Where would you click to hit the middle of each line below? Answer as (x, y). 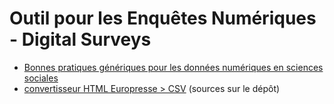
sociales (41, 78)
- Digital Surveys (80, 39)
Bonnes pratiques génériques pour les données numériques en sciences (173, 67)
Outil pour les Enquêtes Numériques (163, 18)
